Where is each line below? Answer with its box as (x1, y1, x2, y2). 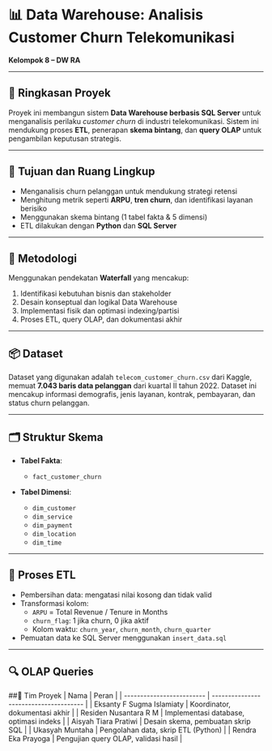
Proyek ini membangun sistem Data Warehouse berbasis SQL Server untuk (8, 108, 261, 117)
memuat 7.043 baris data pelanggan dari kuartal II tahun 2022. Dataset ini (8, 381, 257, 390)
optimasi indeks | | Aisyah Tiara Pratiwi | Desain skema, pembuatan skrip (8, 716, 251, 726)
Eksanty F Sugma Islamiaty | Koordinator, (94, 699, 231, 709)
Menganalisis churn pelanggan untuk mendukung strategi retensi (19, 186, 237, 196)
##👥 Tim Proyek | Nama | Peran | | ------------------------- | (8, 690, 210, 700)
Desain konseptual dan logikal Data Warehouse (19, 297, 178, 307)
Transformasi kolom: (19, 598, 89, 608)
